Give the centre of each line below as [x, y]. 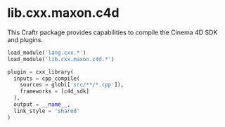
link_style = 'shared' [47, 111]
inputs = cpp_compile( [47, 79]
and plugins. [25, 39]
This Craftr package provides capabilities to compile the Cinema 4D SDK [112, 32]
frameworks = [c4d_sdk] [55, 92]
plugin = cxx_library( [40, 72]
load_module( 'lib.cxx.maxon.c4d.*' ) [61, 59]
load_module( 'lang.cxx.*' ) [47, 53]
